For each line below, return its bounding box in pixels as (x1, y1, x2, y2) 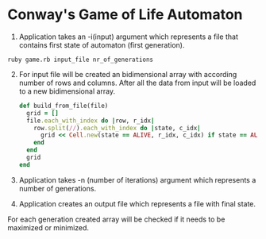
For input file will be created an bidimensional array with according (18, 69, 237, 79)
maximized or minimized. (7, 222, 89, 232)
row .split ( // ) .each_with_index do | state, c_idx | (33, 124, 202, 132)
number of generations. (18, 183, 97, 193)
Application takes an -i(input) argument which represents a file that (18, 32, 239, 41)
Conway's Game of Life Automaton (7, 6, 243, 24)
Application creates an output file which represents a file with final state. (18, 199, 256, 208)
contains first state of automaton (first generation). (18, 40, 185, 49)
